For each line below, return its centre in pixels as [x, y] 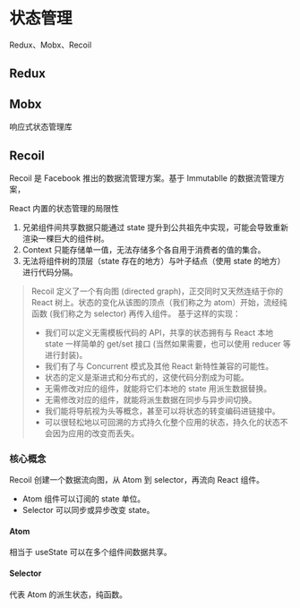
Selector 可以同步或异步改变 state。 [88, 510]
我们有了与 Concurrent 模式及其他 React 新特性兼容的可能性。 [159, 366]
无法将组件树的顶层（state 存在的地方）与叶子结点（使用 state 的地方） [154, 261]
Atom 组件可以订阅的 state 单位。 [84, 499]
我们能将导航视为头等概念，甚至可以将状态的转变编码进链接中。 [162, 411]
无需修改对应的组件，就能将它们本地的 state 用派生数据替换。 [158, 388]
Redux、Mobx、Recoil [51, 45]
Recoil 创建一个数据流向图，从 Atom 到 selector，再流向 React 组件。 [137, 480]
